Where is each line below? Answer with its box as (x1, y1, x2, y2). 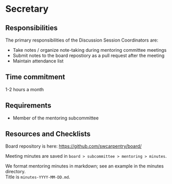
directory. (5, 169, 26, 175)
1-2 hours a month (5, 86, 44, 92)
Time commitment (5, 73, 65, 81)
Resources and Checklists (5, 130, 91, 138)
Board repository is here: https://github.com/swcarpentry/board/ (5, 143, 142, 149)
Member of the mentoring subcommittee (12, 115, 99, 121)
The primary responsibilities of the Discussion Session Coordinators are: (5, 37, 159, 43)
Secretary (5, 3, 49, 15)
